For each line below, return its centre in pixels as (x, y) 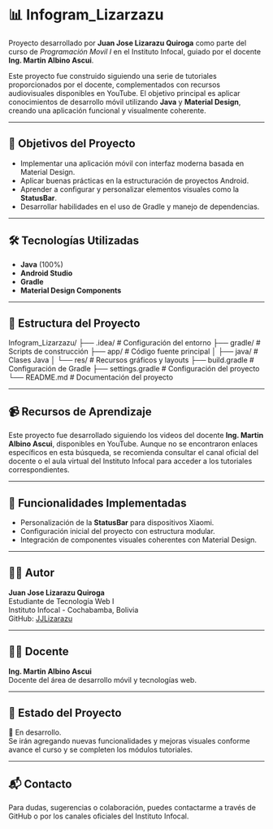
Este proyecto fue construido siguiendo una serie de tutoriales (113, 76)
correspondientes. (39, 470)
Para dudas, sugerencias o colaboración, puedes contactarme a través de (132, 808)
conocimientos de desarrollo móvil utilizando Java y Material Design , (125, 102)
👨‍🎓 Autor (32, 573)
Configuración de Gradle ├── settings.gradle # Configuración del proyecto (134, 369)
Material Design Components (71, 290)
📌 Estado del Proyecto (65, 713)
